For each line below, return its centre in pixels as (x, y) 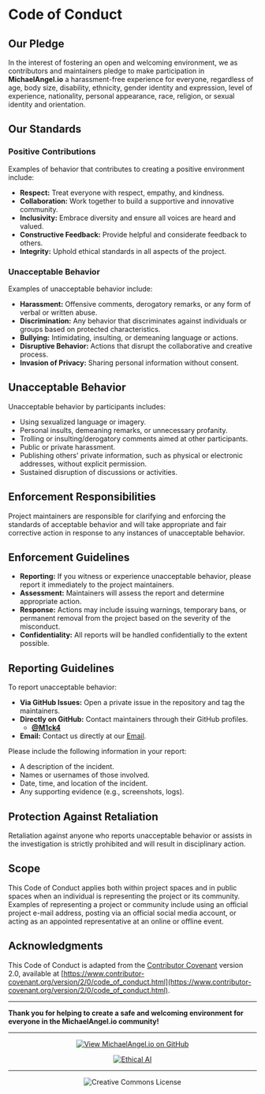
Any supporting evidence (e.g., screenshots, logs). (102, 792)
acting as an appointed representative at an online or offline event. (116, 921)
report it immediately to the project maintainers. (97, 584)
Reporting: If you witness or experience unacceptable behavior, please (135, 577)
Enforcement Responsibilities (82, 497)
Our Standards (45, 129)
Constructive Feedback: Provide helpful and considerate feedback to (133, 234)
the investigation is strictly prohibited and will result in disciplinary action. (127, 844)
